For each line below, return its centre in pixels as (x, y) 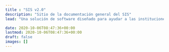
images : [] (17, 42)
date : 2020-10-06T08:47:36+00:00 (40, 28)
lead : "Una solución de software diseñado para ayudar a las (71, 19)
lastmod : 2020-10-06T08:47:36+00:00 (44, 33)
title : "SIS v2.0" (26, 10)
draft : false (19, 37)
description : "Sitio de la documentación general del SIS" (68, 14)
